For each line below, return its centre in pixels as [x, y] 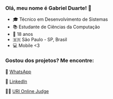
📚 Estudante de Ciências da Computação [56, 27]
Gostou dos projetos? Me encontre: [50, 61]
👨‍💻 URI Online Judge [27, 91]
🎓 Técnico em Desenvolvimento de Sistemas [60, 19]
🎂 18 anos [23, 34]
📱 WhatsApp [18, 71]
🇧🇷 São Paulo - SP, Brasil [40, 39]
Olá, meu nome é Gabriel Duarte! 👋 [48, 8]
